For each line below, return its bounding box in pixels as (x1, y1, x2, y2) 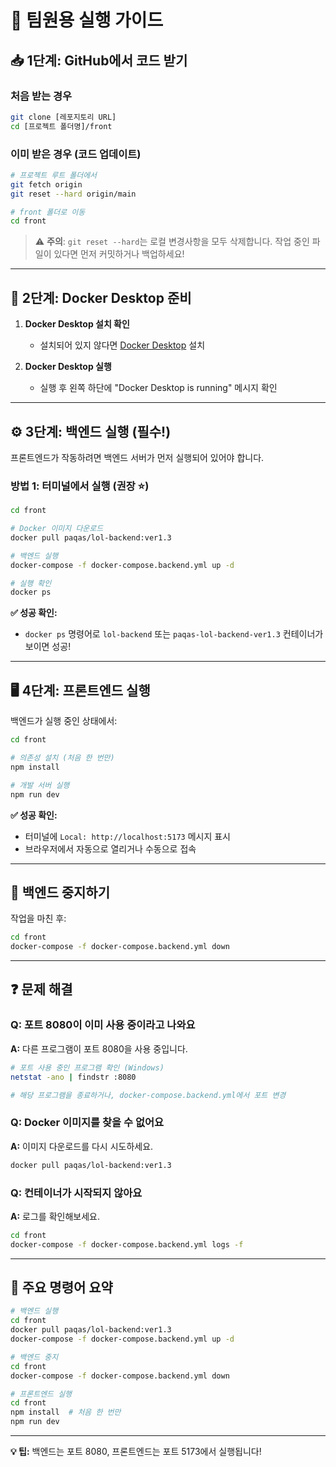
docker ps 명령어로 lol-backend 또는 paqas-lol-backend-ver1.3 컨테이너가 (24, 628, 324, 640)
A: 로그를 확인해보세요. (10, 1210, 100, 1222)
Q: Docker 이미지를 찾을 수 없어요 (10, 1116, 165, 1130)
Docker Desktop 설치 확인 (24, 318, 130, 330)
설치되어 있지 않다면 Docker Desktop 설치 (39, 339, 206, 351)
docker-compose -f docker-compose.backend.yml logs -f (10, 1239, 244, 1250)
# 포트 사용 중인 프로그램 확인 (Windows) (10, 1062, 165, 1073)
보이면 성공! (24, 641, 72, 653)
